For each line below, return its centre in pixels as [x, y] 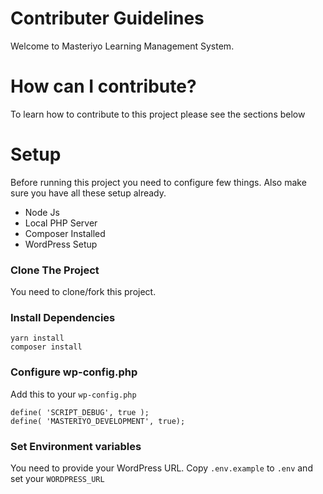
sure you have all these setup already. [88, 193]
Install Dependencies [63, 318]
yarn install [37, 338]
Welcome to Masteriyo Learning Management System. [122, 46]
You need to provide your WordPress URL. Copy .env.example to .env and [161, 468]
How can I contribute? [103, 86]
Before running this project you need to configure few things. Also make [158, 182]
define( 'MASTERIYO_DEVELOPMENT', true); [98, 421]
